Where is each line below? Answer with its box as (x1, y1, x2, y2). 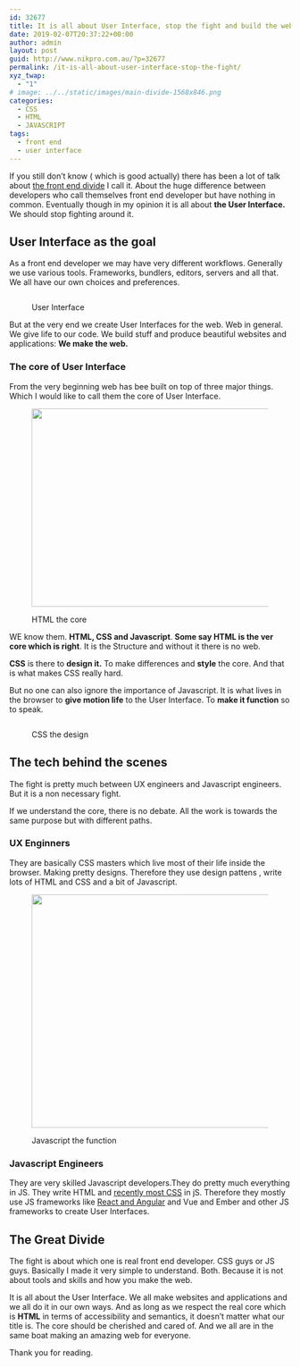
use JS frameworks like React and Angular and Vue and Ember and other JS (9, 1196, 290, 1207)
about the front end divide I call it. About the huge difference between (9, 180, 266, 190)
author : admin (9, 38, 62, 47)
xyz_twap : (9, 71, 46, 80)
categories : (9, 96, 54, 105)
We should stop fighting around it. (9, 208, 134, 219)
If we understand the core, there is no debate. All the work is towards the (9, 805, 278, 816)
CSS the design (31, 729, 89, 740)
